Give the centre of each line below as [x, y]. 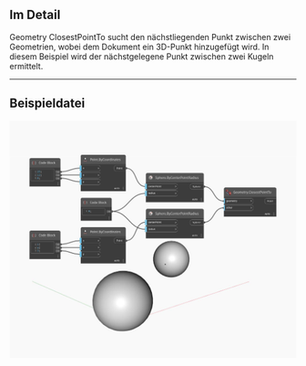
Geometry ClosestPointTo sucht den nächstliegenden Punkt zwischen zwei [150, 37]
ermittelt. [26, 66]
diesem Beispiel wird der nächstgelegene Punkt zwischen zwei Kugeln [142, 56]
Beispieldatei [47, 104]
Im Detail [35, 15]
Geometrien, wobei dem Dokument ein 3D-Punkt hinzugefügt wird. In [139, 47]
